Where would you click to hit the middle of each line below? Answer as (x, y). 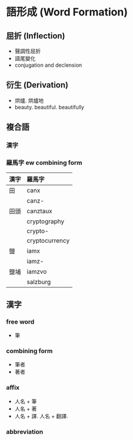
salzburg (39, 282)
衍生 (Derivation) (37, 85)
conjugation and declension (48, 65)
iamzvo (37, 272)
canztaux (40, 211)
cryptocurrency (48, 241)
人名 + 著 (26, 409)
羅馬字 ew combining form (44, 163)
